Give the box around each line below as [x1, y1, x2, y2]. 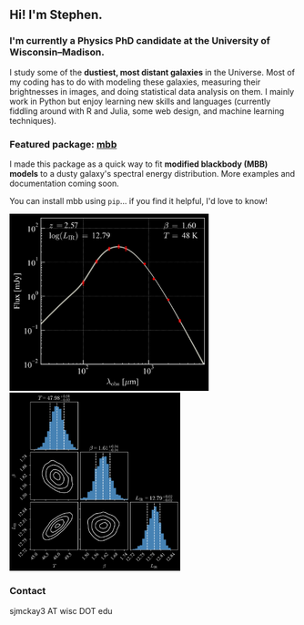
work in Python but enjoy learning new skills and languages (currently [9, 96, 271, 107]
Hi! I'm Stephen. [9, 7, 103, 23]
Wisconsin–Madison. [9, 46, 105, 58]
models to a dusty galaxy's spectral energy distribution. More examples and [9, 168, 296, 179]
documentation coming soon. [9, 178, 120, 189]
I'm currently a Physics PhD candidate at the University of [9, 35, 270, 47]
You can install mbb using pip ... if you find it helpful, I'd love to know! [9, 195, 269, 206]
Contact [9, 585, 46, 598]
